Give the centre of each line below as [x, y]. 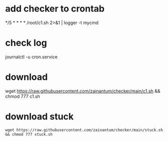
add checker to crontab [55, 9]
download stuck [39, 116]
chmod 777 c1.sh [23, 96]
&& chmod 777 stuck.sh [29, 134]
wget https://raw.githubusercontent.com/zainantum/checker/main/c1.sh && [83, 91]
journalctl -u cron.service [31, 57]
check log [26, 43]
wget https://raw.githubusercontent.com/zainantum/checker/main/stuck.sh [84, 130]
